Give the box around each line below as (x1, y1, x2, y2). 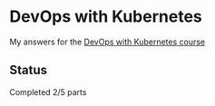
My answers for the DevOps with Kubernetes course (9, 36, 206, 47)
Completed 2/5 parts (9, 86, 87, 97)
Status (9, 63, 48, 78)
